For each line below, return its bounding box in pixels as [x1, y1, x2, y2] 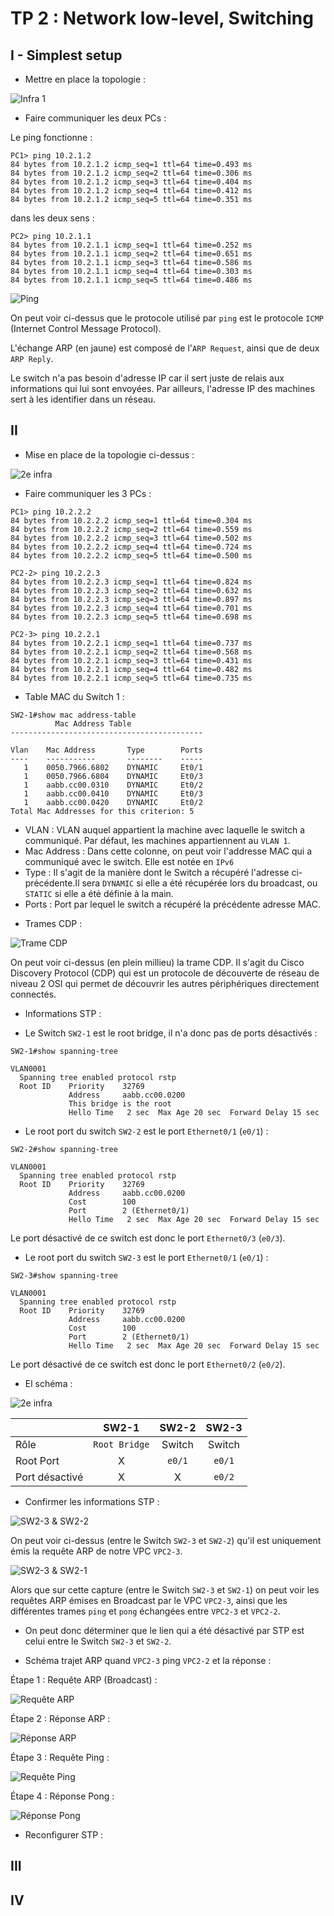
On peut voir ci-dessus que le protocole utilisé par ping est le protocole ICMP [10, 312, 324, 324]
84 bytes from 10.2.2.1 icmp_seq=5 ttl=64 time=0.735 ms [10, 673, 253, 683]
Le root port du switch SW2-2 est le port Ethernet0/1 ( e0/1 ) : [24, 1125, 269, 1137]
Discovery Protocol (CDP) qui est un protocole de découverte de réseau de [10, 967, 320, 979]
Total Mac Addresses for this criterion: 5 [10, 806, 195, 816]
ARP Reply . [10, 353, 54, 364]
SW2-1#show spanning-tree [10, 1046, 118, 1056]
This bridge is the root [68, 1098, 172, 1109]
